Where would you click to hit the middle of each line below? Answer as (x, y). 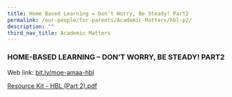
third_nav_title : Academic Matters (59, 33)
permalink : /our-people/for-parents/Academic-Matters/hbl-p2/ (100, 20)
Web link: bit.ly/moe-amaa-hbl (51, 72)
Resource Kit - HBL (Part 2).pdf (52, 86)
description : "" (31, 26)
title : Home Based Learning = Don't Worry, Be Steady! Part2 (98, 14)
